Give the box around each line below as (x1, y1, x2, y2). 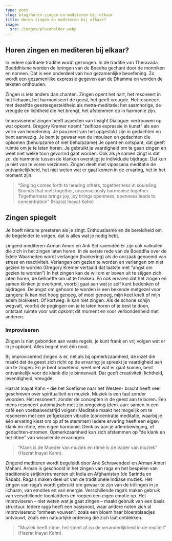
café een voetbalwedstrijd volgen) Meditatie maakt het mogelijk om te (5, 407, 153, 413)
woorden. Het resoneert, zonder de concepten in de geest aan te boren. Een (5, 396, 166, 403)
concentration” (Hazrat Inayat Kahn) (17, 199, 94, 205)
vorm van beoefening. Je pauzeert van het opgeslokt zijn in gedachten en (5, 128, 161, 134)
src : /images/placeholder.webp (10, 27, 77, 32)
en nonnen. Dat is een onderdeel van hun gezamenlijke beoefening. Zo (5, 70, 155, 76)
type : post (5, 7, 29, 13)
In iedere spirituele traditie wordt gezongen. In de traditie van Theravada (5, 59, 158, 65)
